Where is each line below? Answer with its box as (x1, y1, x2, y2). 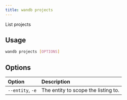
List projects (5, 21, 31, 27)
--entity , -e (8, 87, 37, 94)
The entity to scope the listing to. (41, 87, 120, 94)
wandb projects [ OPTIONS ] (5, 49, 60, 55)
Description (41, 78, 70, 85)
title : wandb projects (5, 7, 53, 13)
